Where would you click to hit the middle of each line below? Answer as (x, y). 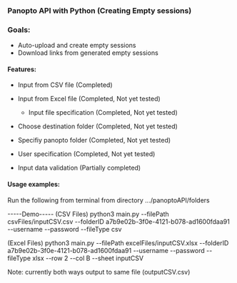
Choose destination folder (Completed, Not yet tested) (98, 126)
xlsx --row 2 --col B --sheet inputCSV (88, 258)
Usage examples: (34, 185)
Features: (22, 69)
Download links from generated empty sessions (88, 53)
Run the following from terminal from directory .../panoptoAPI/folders (109, 200)
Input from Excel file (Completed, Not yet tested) (89, 99)
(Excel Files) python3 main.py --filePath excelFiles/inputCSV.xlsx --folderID (118, 243)
